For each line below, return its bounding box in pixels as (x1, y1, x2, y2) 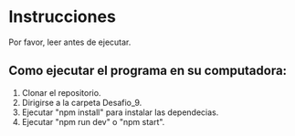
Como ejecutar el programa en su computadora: (8, 63, 288, 78)
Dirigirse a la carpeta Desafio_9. (21, 97, 142, 108)
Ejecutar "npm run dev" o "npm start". (21, 116, 165, 127)
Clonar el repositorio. (21, 87, 101, 98)
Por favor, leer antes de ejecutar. (8, 37, 132, 47)
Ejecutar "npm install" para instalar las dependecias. (21, 107, 219, 118)
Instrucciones (8, 6, 116, 27)
